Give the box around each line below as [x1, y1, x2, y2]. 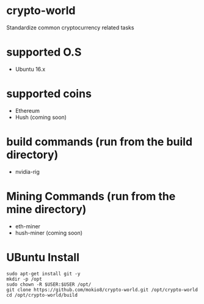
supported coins [6, 87, 92, 101]
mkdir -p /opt [6, 276, 43, 282]
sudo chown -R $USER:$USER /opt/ [6, 281, 92, 288]
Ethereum [15, 107, 40, 114]
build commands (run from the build [6, 135, 193, 148]
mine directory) [6, 202, 87, 216]
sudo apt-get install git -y [6, 270, 81, 277]
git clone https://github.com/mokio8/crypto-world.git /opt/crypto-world [6, 286, 199, 293]
